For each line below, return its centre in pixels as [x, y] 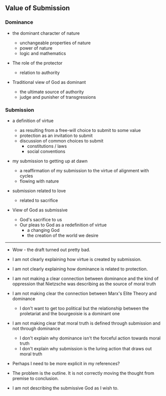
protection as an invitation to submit [56, 135]
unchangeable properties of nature [55, 43]
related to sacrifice [39, 200]
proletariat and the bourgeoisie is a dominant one [70, 313]
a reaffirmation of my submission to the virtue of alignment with [84, 170]
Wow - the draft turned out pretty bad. [51, 250]
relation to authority [40, 72]
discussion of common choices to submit [62, 140]
